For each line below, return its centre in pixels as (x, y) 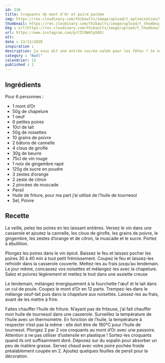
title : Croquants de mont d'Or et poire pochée (55, 14)
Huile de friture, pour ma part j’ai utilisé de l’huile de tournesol (75, 195)
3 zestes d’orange (30, 174)
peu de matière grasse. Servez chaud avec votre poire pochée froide (75, 345)
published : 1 (20, 65)
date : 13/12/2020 (24, 42)
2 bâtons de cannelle (33, 143)
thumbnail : (16, 23)
